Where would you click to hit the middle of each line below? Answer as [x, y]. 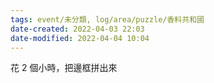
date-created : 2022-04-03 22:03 [77, 29]
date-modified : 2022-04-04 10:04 [80, 38]
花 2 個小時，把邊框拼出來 [64, 68]
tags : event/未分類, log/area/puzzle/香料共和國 [107, 19]
